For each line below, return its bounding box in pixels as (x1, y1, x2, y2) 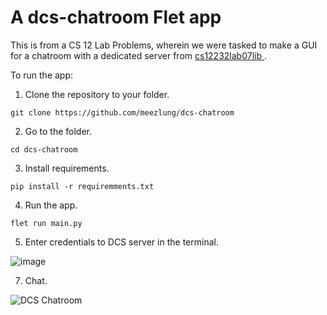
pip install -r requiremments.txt (10, 181, 155, 191)
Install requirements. (24, 162, 110, 174)
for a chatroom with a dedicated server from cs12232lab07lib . (10, 49, 267, 61)
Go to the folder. (24, 125, 93, 137)
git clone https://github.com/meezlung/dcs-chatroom (10, 107, 235, 118)
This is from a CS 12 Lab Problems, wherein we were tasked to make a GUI (10, 39, 318, 51)
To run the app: (10, 69, 74, 81)
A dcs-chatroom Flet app (10, 6, 222, 29)
